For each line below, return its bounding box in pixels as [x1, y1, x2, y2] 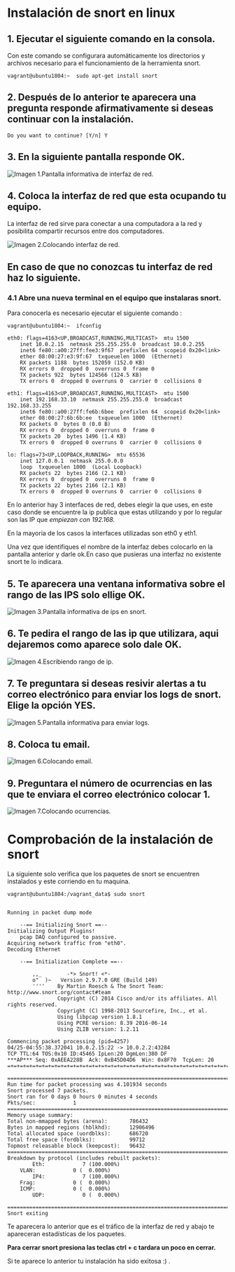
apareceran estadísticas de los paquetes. [7, 1230, 127, 1238]
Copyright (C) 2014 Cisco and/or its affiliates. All [57, 995, 218, 1003]
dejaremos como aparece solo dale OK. [7, 638, 182, 650]
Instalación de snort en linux [7, 5, 176, 21]
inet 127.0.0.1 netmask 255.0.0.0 [20, 457, 124, 464]
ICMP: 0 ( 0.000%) [20, 1186, 111, 1193]
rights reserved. [7, 1001, 58, 1008]
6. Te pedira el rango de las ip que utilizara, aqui [7, 628, 219, 640]
